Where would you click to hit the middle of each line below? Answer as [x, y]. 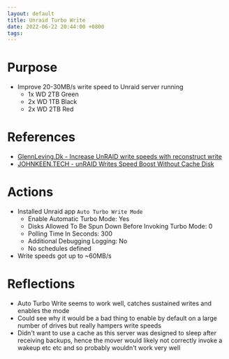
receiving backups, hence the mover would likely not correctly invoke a [120, 340]
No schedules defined [60, 249]
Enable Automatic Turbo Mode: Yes [79, 219]
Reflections [41, 284]
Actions [30, 192]
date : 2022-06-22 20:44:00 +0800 [56, 26]
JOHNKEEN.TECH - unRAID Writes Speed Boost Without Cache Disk [116, 164]
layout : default [31, 14]
